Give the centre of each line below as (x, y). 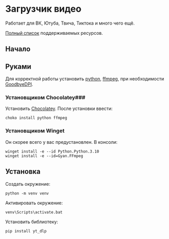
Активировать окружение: (34, 203)
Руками (18, 66)
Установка (23, 172)
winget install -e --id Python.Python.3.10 (52, 151)
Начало (18, 49)
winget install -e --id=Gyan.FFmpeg (44, 156)
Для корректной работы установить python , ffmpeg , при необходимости (85, 79)
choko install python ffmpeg (36, 118)
